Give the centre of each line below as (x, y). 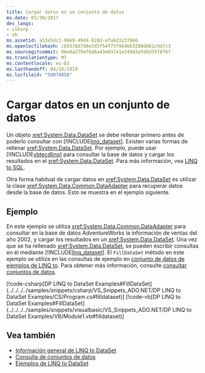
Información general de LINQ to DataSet (65, 350)
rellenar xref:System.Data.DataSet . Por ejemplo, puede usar (82, 148)
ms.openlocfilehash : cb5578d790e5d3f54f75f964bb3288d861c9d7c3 (89, 47)
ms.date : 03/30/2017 (33, 18)
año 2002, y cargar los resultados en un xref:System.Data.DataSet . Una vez (102, 239)
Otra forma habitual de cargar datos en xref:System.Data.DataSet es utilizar (102, 179)
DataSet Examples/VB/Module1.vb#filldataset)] (65, 316)
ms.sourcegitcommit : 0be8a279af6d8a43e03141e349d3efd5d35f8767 (89, 52)
